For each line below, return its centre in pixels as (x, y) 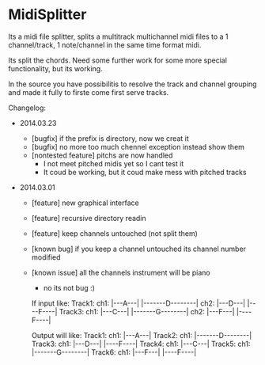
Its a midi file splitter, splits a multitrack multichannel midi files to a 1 (118, 36)
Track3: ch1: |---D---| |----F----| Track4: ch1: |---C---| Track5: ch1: (141, 344)
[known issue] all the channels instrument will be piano (121, 272)
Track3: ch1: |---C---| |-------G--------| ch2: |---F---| (147, 311)
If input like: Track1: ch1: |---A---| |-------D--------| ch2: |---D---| (138, 303)
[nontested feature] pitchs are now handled (102, 155)
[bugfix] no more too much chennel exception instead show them (138, 146)
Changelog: (27, 108)
